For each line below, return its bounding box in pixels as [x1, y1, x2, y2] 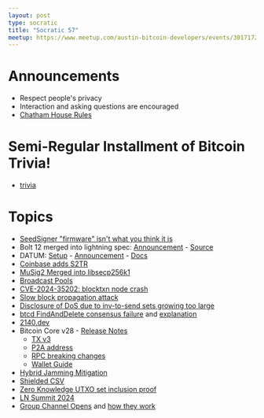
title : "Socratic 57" [8, 26, 79, 34]
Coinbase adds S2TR [19, 259, 89, 268]
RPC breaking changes [31, 351, 106, 361]
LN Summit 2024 [19, 393, 75, 402]
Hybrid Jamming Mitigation [19, 368, 108, 378]
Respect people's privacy [19, 94, 102, 103]
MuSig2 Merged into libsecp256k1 [19, 268, 131, 277]
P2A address [31, 343, 73, 353]
